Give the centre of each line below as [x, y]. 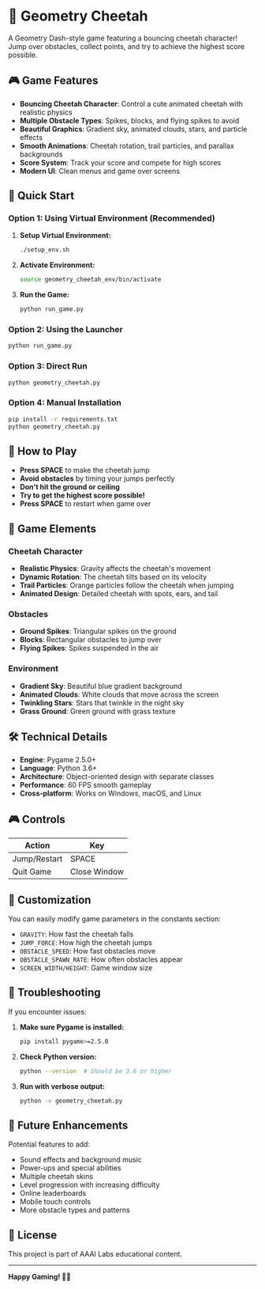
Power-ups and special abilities [70, 1168]
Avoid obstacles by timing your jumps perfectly [97, 478]
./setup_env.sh [45, 250]
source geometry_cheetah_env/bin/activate [90, 280]
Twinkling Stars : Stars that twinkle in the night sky [102, 702]
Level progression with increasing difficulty [90, 1185]
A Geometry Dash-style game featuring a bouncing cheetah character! [123, 38]
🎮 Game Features [53, 81]
